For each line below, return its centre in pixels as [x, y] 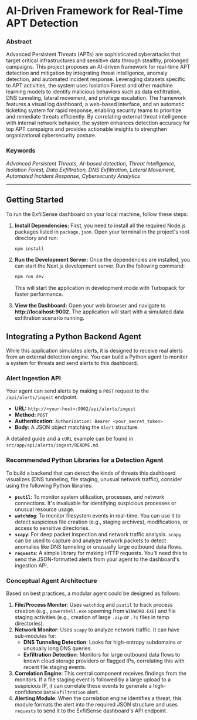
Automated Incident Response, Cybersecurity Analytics [73, 176]
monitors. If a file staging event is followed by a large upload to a [93, 680]
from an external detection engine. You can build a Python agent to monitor [97, 357]
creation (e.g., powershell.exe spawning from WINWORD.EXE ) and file [95, 611]
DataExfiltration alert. [72, 692]
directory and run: [36, 238]
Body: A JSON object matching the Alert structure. [77, 427]
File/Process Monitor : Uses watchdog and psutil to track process [94, 605]
